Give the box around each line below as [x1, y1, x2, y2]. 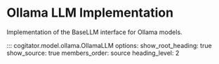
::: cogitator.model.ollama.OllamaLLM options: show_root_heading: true [6, 41, 212, 49]
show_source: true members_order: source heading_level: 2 [6, 49, 180, 57]
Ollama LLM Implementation [6, 5, 173, 21]
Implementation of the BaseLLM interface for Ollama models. [6, 28, 183, 36]
